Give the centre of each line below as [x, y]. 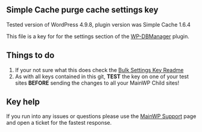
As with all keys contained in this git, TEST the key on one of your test [102, 76]
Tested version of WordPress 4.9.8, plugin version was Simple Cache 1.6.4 [99, 24]
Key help [23, 102]
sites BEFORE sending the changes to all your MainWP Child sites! [97, 83]
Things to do [30, 55]
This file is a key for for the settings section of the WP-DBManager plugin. [98, 36]
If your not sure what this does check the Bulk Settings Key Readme [99, 70]
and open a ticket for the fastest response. [59, 123]
